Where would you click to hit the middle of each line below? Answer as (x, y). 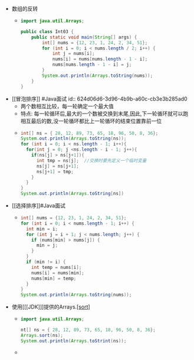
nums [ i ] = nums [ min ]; (58, 273)
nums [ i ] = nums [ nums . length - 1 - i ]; (100, 59)
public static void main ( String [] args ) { (84, 37)
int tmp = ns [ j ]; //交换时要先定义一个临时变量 (91, 160)
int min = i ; (42, 229)
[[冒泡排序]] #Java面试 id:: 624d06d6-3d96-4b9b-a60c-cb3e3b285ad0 (99, 99)
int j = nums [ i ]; (74, 54)
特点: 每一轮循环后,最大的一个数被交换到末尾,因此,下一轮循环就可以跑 (104, 113)
